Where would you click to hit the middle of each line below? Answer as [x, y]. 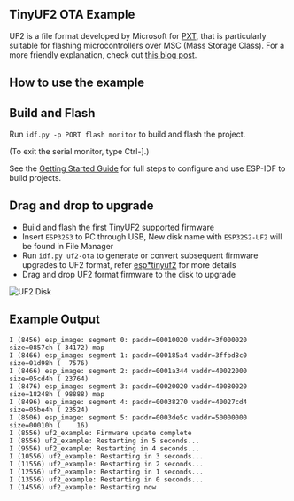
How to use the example [77, 83]
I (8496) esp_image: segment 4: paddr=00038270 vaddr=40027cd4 [128, 402]
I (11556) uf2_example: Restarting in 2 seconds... [106, 464]
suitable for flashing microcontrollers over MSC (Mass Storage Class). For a [147, 45]
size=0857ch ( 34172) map [57, 348]
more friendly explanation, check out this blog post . [103, 55]
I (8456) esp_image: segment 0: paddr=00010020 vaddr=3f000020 [128, 340]
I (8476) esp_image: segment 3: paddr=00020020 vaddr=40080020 [128, 386]
